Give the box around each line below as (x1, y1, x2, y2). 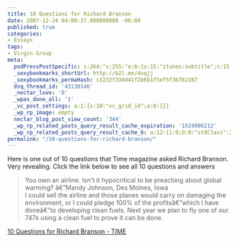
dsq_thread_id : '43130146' (13, 83, 93, 90)
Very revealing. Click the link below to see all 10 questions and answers (7, 162, 215, 171)
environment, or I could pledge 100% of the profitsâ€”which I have (24, 199, 220, 207)
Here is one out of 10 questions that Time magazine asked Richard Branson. (7, 155, 229, 163)
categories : (7, 30, 42, 38)
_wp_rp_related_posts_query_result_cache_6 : (13, 129, 147, 136)
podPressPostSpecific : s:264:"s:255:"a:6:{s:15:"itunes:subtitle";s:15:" (13, 63, 236, 70)
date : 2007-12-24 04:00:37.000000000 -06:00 (7, 17, 141, 24)
